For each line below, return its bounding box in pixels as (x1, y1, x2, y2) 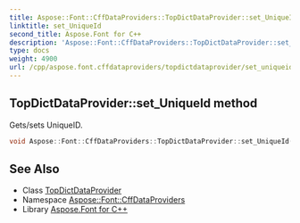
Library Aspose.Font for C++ (21, 204, 128, 215)
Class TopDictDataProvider (21, 185, 122, 196)
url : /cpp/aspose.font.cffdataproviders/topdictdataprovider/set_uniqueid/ (9, 63, 297, 72)
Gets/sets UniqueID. (9, 120, 83, 130)
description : (9, 37, 58, 47)
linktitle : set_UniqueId (9, 21, 102, 30)
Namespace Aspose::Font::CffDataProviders (21, 194, 186, 205)
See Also (9, 161, 60, 177)
